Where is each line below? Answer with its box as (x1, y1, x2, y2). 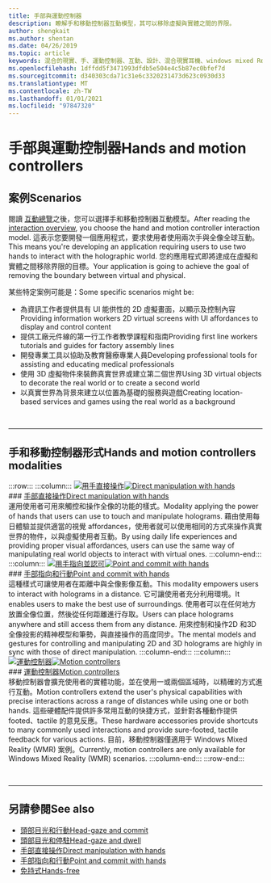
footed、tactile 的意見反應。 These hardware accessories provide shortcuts (8, 716, 259, 725)
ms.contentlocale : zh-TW (8, 86, 92, 95)
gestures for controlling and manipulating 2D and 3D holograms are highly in (8, 638, 262, 648)
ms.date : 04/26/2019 (8, 42, 78, 50)
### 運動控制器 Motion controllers (8, 666, 120, 676)
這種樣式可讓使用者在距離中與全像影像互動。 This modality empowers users (8, 578, 260, 588)
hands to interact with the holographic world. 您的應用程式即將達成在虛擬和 (8, 251, 258, 261)
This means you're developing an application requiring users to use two (8, 242, 247, 251)
